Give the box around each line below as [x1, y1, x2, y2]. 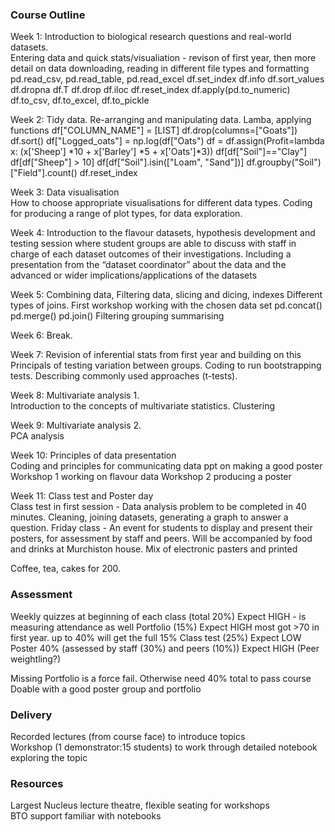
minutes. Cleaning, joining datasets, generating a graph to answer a [10, 511, 289, 523]
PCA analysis [10, 430, 65, 442]
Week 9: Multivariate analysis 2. [10, 419, 142, 432]
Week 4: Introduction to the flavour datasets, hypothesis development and [10, 227, 316, 239]
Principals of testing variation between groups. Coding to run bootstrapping [10, 359, 322, 372]
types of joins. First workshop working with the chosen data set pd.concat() [10, 299, 323, 312]
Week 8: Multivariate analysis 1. [10, 389, 140, 402]
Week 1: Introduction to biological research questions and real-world [10, 31, 292, 43]
